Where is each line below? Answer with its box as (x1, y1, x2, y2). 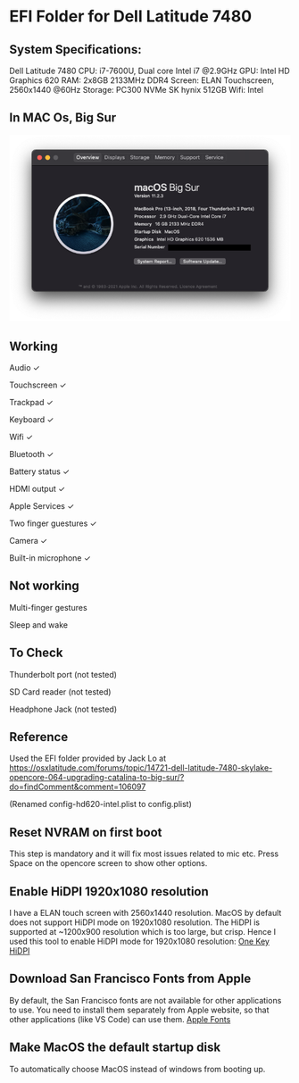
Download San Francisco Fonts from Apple (9, 971, 252, 987)
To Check (9, 646, 63, 661)
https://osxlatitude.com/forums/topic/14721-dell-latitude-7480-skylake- (9, 762, 273, 773)
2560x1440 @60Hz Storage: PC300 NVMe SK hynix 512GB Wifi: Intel (9, 85, 264, 95)
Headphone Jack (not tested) (9, 704, 118, 714)
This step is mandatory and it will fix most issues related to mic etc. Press (9, 848, 279, 859)
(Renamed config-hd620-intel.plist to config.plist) (9, 799, 192, 810)
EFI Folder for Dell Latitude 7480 (9, 6, 253, 27)
